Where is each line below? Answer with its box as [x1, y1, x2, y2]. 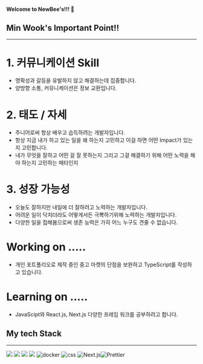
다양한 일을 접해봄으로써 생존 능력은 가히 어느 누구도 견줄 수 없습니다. [14, 219, 178, 226]
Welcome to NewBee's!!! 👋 [6, 5, 74, 13]
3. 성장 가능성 [6, 182, 71, 196]
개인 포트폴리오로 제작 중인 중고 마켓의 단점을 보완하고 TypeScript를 [14, 261, 176, 269]
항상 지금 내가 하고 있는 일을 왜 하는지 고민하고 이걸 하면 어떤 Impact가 [14, 136, 182, 144]
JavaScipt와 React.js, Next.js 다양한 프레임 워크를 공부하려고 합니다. [14, 311, 178, 318]
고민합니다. [21, 144, 48, 152]
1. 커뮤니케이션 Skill [6, 56, 100, 69]
